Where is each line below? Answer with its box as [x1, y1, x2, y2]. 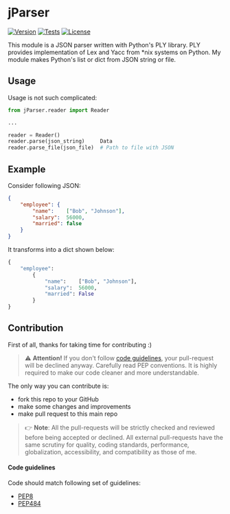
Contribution [8, 323, 64, 334]
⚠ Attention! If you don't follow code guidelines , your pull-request [24, 353, 214, 362]
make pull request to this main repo [17, 410, 118, 418]
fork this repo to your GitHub [17, 395, 99, 403]
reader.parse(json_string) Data [8, 138, 113, 145]
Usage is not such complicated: [8, 93, 97, 102]
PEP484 [17, 500, 41, 508]
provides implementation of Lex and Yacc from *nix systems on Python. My [8, 48, 222, 56]
